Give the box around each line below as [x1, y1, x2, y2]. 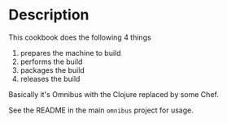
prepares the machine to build [20, 48, 121, 57]
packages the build [20, 65, 85, 74]
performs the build [20, 57, 83, 66]
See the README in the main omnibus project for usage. [8, 105, 194, 115]
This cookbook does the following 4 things [8, 32, 152, 42]
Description [8, 6, 89, 24]
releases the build [20, 74, 81, 83]
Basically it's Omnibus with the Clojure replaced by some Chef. [8, 89, 220, 99]
